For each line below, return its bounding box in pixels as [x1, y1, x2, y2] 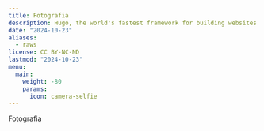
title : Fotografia [8, 11, 69, 20]
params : [22, 84, 48, 93]
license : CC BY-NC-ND [8, 48, 80, 56]
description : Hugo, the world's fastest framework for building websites [8, 19, 258, 27]
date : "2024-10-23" [8, 26, 73, 34]
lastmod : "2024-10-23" [8, 56, 83, 64]
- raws [15, 41, 37, 49]
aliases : [8, 33, 37, 42]
